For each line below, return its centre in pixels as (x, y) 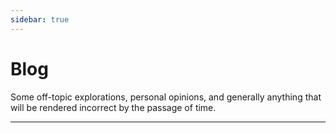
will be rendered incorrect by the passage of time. (113, 107)
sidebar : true (40, 19)
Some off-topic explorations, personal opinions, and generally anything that (166, 97)
